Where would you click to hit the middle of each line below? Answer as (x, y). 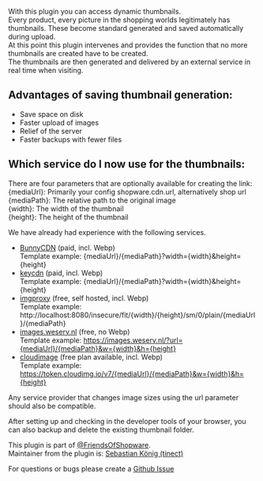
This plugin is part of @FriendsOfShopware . (80, 445)
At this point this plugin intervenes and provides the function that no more (128, 45)
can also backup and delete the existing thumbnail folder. (101, 430)
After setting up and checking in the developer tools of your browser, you (127, 421)
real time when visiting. (46, 70)
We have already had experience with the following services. (107, 232)
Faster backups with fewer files (71, 139)
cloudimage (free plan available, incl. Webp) (91, 357)
